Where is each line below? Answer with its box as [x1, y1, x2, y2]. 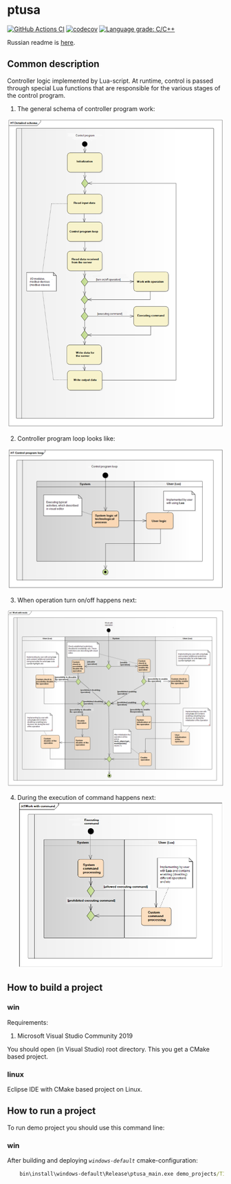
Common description [7, 58, 100, 70]
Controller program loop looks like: [16, 434, 115, 443]
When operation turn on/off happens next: [16, 596, 137, 605]
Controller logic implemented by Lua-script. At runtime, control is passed [7, 77, 214, 85]
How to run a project [7, 1105, 96, 1117]
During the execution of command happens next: [16, 793, 156, 801]
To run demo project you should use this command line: [7, 1123, 165, 1132]
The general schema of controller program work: [16, 104, 155, 112]
